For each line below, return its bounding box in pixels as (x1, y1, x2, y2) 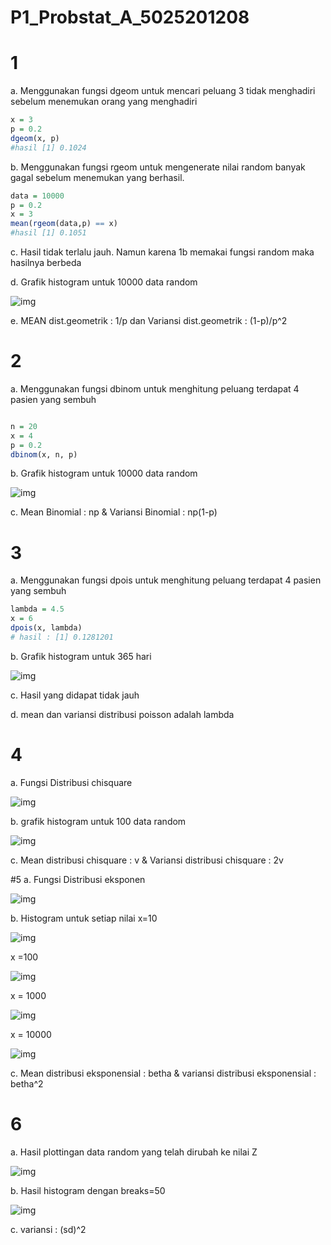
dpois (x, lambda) (10, 623, 83, 633)
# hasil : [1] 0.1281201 (10, 632, 114, 642)
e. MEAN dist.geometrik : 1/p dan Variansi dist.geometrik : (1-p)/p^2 (10, 315, 288, 326)
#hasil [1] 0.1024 (10, 142, 87, 153)
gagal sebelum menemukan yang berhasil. (10, 171, 185, 183)
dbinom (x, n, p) (10, 449, 78, 460)
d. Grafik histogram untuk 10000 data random (10, 276, 198, 288)
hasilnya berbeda (10, 257, 82, 268)
